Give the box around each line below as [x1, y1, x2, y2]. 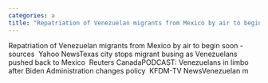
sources [8, 49, 35, 58]
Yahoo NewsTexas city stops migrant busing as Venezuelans [38, 49, 238, 58]
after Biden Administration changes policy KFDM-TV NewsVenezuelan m [8, 66, 249, 75]
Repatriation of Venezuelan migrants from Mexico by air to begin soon [8, 40, 238, 50]
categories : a [8, 11, 56, 20]
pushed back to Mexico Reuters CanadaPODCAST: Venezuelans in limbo [8, 57, 249, 67]
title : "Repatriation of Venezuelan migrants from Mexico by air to [8, 19, 241, 27]
